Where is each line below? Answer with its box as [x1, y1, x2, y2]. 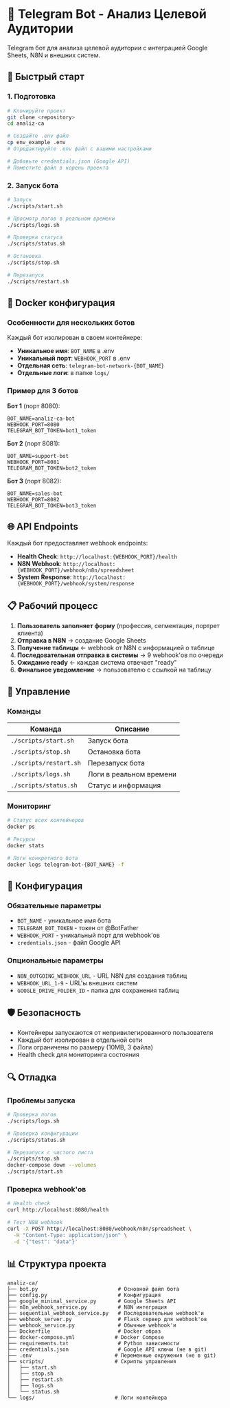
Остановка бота [87, 747, 141, 756]
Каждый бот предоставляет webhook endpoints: [7, 539, 148, 547]
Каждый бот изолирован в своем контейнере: [7, 334, 143, 342]
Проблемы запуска [7, 1096, 76, 1105]
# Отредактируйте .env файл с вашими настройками [7, 145, 152, 152]
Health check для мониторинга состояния [16, 1051, 139, 1059]
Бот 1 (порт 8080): [7, 401, 60, 410]
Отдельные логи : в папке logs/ [16, 369, 110, 377]
